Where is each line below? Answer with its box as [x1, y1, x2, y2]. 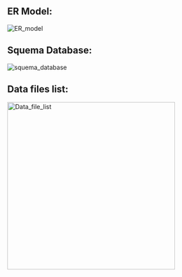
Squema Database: [7, 45, 92, 57]
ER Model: [7, 6, 52, 17]
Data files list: [7, 83, 69, 95]
